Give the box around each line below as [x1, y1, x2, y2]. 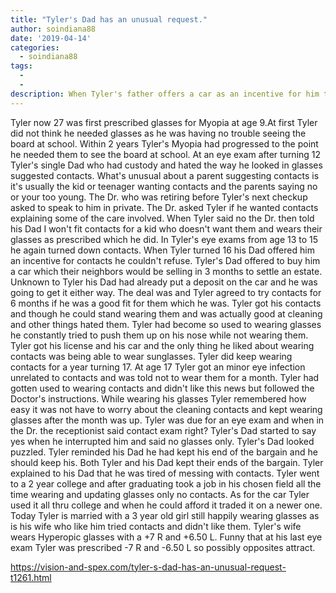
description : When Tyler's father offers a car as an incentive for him [10, 89, 320, 99]
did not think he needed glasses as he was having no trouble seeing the [10, 127, 307, 139]
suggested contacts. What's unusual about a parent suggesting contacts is [10, 169, 320, 181]
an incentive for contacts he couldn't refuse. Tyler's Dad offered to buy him [10, 254, 321, 266]
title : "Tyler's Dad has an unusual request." [10, 14, 208, 25]
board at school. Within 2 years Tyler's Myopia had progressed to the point [10, 137, 319, 150]
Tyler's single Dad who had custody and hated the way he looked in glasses [10, 159, 323, 171]
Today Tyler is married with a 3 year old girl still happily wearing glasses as [10, 509, 320, 521]
